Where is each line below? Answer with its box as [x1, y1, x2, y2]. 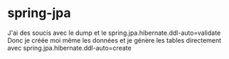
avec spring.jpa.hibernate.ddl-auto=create [7, 43, 132, 52]
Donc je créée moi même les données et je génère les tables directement [7, 36, 222, 44]
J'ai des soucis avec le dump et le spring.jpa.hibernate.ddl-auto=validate [7, 28, 221, 37]
